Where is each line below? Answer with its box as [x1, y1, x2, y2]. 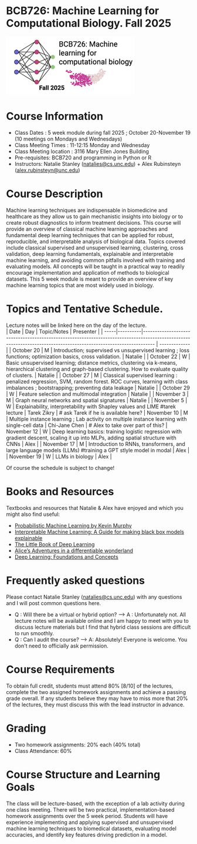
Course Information [6, 110, 104, 123]
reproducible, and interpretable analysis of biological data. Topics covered [6, 238, 186, 245]
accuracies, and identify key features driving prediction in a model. [6, 831, 168, 838]
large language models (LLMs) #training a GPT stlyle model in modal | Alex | [6, 447, 189, 453]
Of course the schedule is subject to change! [6, 465, 115, 471]
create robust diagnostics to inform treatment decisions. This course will [6, 219, 181, 226]
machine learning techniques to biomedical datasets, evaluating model [6, 825, 177, 832]
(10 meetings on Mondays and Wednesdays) [14, 135, 123, 142]
